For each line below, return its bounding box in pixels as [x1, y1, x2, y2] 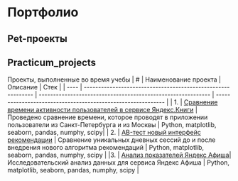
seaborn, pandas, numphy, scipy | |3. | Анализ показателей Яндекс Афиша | [7, 150, 232, 160]
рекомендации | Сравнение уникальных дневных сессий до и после [7, 136, 216, 144]
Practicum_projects [7, 56, 97, 68]
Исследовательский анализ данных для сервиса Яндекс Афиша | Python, [7, 158, 229, 167]
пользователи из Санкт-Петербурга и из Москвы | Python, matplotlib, [7, 121, 217, 129]
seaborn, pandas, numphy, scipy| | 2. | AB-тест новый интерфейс [7, 128, 201, 137]
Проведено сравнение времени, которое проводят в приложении [7, 113, 208, 121]
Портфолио [7, 4, 79, 21]
